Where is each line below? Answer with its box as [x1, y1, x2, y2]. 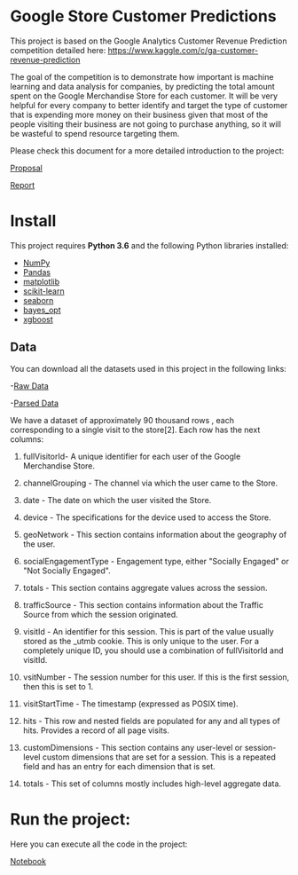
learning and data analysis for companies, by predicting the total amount [10, 81, 276, 91]
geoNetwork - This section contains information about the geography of [22, 529, 287, 540]
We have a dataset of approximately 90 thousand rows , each [10, 414, 234, 425]
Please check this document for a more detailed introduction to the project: [10, 145, 285, 156]
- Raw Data [10, 380, 50, 391]
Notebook [10, 855, 47, 866]
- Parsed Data [10, 398, 59, 408]
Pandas [22, 266, 51, 277]
